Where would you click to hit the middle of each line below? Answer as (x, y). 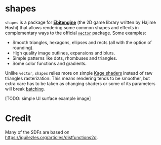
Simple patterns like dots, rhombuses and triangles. (65, 58)
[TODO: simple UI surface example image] (48, 98)
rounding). (23, 48)
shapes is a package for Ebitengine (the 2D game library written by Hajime (80, 22)
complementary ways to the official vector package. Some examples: (76, 33)
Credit (18, 119)
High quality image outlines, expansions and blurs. (63, 53)
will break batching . (25, 89)
